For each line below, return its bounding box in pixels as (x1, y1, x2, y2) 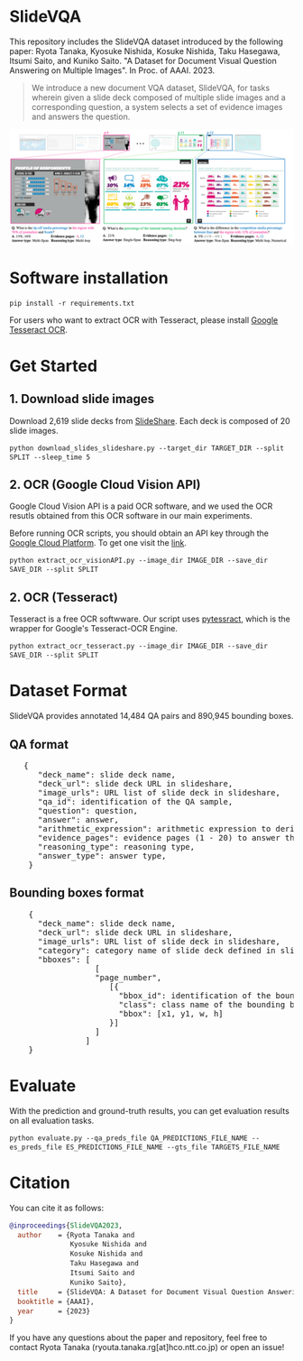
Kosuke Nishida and (69, 1249, 143, 1259)
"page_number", (94, 972, 162, 982)
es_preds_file (9, 1143, 63, 1152)
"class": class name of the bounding (118, 999, 286, 1009)
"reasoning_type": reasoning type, (37, 841, 196, 851)
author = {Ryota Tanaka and (17, 1230, 135, 1239)
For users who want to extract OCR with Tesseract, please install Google (9, 314, 279, 326)
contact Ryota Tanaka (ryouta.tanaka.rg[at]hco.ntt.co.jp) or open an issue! (9, 1342, 285, 1353)
